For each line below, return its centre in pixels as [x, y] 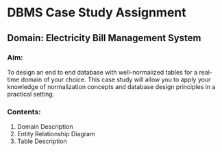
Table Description [42, 141]
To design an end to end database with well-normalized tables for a [102, 72]
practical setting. [31, 94]
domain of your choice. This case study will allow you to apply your [116, 79]
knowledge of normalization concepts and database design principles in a [111, 86]
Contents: [24, 112]
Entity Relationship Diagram [56, 134]
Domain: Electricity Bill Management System [104, 38]
